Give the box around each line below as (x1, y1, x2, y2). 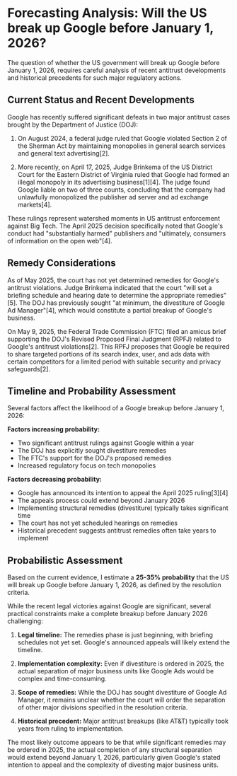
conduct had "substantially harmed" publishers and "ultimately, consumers (7, 228, 226, 238)
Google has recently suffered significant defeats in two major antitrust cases (7, 112, 231, 121)
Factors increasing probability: (7, 425, 100, 434)
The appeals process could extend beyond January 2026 (17, 497, 185, 505)
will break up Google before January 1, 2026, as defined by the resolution (7, 581, 221, 589)
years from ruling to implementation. (17, 724, 124, 733)
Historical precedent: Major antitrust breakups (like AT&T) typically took (17, 717, 229, 726)
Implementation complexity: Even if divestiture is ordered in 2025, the (17, 659, 224, 668)
